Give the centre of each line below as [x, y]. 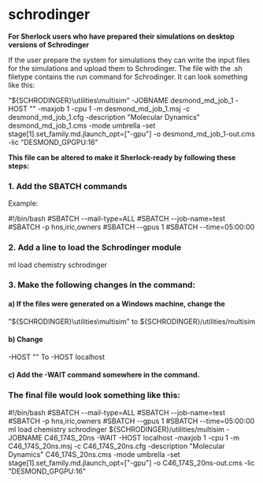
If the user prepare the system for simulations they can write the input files [129, 60]
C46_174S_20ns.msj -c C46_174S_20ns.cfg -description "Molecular [117, 446]
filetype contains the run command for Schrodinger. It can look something [128, 76]
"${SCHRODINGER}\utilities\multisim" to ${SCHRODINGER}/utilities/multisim [132, 321]
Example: [23, 203]
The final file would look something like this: [94, 396]
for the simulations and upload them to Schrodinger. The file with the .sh [125, 68]
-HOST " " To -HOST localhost [56, 357]
